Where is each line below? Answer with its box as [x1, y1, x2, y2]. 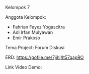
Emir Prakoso [12, 35, 40, 41]
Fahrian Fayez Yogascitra [12, 24, 65, 30]
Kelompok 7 [5, 5, 30, 10]
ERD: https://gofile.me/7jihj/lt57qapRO [5, 54, 84, 60]
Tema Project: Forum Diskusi [5, 45, 65, 50]
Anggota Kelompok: [5, 14, 46, 20]
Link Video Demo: [5, 64, 42, 70]
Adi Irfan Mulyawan [12, 29, 53, 35]
